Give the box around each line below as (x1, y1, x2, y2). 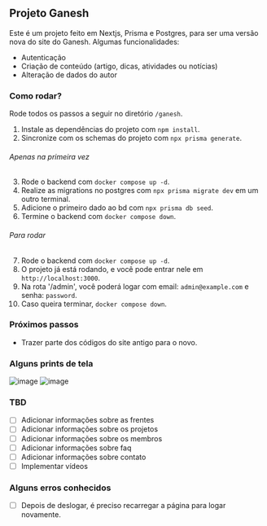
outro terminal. (20, 195, 71, 204)
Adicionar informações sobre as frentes (20, 415, 155, 425)
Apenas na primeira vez (9, 151, 90, 161)
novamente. (20, 510, 62, 519)
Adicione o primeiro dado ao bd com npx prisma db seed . (20, 203, 214, 213)
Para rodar (9, 230, 46, 239)
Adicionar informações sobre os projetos (20, 424, 158, 434)
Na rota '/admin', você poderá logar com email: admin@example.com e (20, 281, 249, 291)
